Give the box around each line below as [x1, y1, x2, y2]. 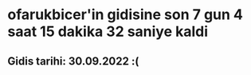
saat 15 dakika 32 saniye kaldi [7, 22, 209, 41]
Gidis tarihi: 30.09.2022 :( [7, 54, 139, 68]
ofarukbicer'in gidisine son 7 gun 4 [7, 6, 244, 24]
